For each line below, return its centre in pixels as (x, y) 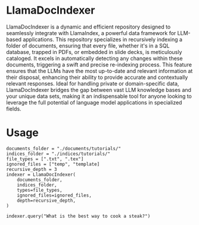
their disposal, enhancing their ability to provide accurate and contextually (97, 77)
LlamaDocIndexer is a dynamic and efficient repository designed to (88, 27)
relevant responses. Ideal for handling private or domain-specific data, (93, 83)
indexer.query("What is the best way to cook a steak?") (78, 216)
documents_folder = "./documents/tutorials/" (63, 148)
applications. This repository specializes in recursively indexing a (103, 39)
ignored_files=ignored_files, (55, 195)
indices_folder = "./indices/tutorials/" (58, 154)
